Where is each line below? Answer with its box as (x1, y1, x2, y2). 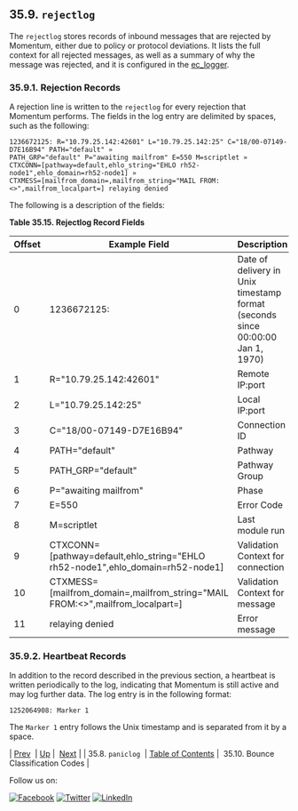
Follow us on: (9, 775, 58, 786)
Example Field (108, 238, 170, 251)
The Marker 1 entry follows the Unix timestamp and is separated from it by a (9, 722, 286, 733)
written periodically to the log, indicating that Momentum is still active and (9, 679, 279, 690)
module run (237, 525, 286, 537)
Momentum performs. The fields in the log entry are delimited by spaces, (9, 111, 277, 122)
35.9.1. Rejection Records (9, 81, 122, 93)
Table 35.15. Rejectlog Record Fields (9, 217, 145, 228)
